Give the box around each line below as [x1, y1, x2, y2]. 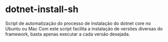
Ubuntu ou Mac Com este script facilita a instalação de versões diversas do [5, 25, 163, 31]
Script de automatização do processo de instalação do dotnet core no [5, 20, 151, 26]
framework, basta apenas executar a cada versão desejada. [5, 31, 130, 37]
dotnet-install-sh [5, 4, 78, 15]
